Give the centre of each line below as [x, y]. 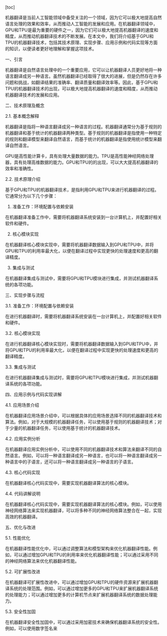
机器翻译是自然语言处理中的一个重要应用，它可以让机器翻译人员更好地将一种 [83, 70]
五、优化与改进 [20, 527]
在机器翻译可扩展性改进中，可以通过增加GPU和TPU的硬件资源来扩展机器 [80, 582]
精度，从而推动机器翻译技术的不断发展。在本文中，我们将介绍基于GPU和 [80, 36]
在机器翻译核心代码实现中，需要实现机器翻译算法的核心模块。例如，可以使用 [83, 504]
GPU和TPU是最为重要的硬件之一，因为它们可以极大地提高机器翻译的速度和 [82, 30]
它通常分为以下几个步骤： [31, 196]
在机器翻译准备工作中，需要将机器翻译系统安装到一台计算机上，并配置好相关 [83, 217]
